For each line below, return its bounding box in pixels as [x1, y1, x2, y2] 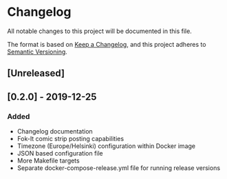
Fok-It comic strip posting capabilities [17, 135, 125, 143]
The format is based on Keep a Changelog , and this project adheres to [7, 40, 206, 48]
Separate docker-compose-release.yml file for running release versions [17, 164, 221, 172]
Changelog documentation [17, 127, 93, 136]
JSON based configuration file [17, 149, 103, 158]
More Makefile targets [17, 156, 80, 165]
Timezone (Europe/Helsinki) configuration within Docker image [17, 142, 196, 150]
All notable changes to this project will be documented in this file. [7, 27, 193, 35]
